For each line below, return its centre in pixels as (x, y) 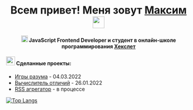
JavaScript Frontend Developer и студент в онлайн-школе (103, 40)
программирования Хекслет (99, 46)
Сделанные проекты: (44, 64)
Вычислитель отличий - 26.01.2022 (58, 82)
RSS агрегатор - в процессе (50, 89)
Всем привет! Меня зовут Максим (99, 10)
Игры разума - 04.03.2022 (48, 76)
